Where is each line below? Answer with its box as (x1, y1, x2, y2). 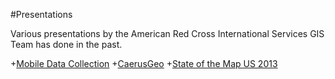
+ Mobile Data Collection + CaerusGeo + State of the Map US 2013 (10, 58, 278, 69)
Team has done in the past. (10, 39, 123, 50)
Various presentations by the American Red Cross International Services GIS (10, 28, 325, 39)
